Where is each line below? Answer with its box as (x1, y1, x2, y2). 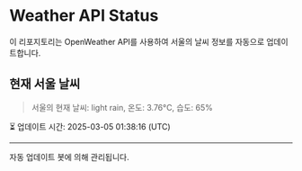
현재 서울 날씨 (9, 76, 81, 92)
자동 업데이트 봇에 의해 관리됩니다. (9, 151, 129, 162)
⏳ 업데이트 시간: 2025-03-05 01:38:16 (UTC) (9, 121, 171, 131)
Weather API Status (9, 5, 159, 26)
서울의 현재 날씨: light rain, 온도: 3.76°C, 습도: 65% (31, 102, 214, 112)
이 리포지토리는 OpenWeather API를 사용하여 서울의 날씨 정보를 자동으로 (9, 36, 265, 47)
